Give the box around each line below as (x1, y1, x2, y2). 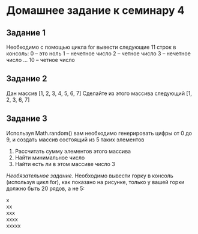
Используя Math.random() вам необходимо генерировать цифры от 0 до (6, 129, 192, 137)
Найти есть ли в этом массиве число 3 (14, 160, 115, 167)
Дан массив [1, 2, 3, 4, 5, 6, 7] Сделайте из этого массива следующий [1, (6, 90, 192, 97)
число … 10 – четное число (6, 57, 75, 63)
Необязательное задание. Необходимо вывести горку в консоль (6, 172, 173, 179)
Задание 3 (6, 114, 47, 124)
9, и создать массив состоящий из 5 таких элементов (6, 136, 145, 143)
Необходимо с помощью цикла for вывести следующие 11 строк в (6, 43, 176, 51)
